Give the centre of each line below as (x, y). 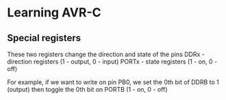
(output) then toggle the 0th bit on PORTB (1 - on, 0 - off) (87, 89)
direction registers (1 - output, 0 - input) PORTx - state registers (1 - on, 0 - (112, 62)
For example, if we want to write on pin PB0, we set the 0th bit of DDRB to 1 (113, 82)
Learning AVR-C (54, 13)
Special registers (44, 38)
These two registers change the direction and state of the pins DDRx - (106, 54)
